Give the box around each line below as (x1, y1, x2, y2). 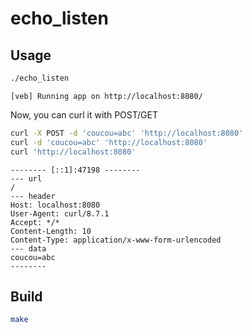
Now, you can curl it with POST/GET (10, 108, 158, 121)
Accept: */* (10, 217, 60, 227)
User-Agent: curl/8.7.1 (10, 208, 110, 219)
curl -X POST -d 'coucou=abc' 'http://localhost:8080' (10, 128, 244, 138)
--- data (10, 243, 47, 254)
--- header (10, 191, 56, 201)
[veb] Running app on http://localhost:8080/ (10, 91, 203, 101)
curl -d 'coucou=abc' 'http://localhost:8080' (10, 137, 208, 147)
